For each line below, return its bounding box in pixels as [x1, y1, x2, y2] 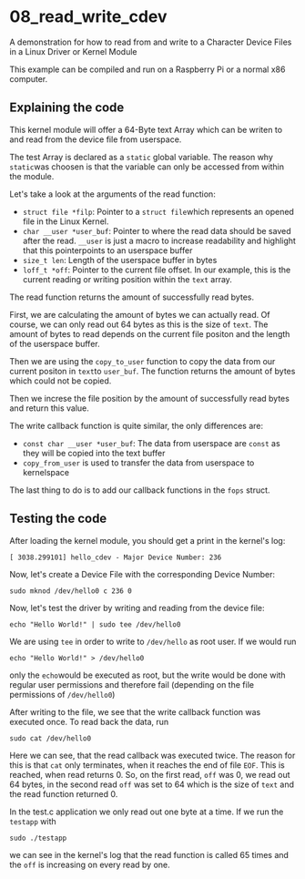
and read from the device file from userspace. [9, 134, 182, 145]
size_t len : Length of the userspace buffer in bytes [22, 254, 218, 265]
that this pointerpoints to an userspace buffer [22, 244, 193, 256]
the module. [9, 170, 55, 181]
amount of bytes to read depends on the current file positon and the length [9, 328, 290, 339]
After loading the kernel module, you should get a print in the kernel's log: [9, 535, 286, 546]
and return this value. [9, 403, 89, 414]
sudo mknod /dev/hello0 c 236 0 [9, 586, 132, 596]
